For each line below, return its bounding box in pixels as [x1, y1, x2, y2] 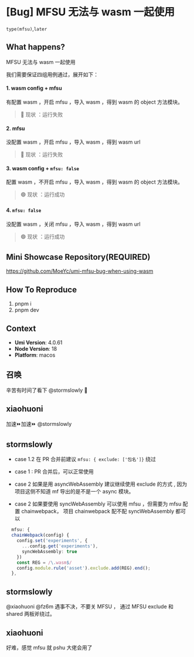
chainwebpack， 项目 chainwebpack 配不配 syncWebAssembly [21, 508, 175, 515]
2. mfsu [6, 124, 25, 132]
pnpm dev [14, 306, 39, 314]
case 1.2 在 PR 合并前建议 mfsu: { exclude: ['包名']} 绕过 [14, 456, 156, 463]
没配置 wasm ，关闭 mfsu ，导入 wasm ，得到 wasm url [6, 221, 141, 228]
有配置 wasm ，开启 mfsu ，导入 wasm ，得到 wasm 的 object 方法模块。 [6, 98, 183, 106]
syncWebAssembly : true [21, 548, 77, 554]
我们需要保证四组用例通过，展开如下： [6, 71, 98, 78]
